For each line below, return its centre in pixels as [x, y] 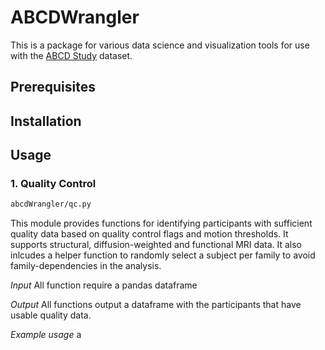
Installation [46, 121]
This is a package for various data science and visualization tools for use [160, 45]
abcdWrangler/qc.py [51, 204]
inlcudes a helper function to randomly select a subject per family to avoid [163, 255]
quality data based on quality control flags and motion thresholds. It [149, 234]
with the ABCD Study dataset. [71, 55]
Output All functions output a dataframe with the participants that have [156, 305]
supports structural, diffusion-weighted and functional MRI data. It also [156, 245]
